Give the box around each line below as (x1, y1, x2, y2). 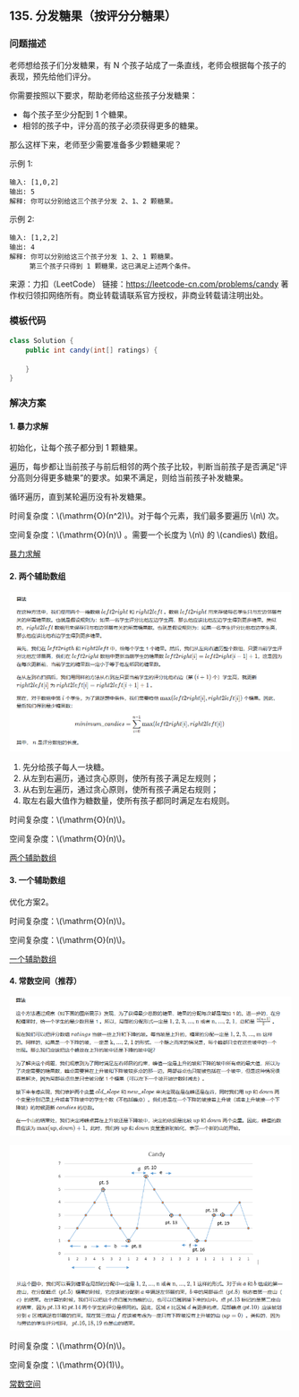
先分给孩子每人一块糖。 (21, 762, 109, 773)
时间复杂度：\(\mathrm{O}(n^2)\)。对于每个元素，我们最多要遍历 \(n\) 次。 (9, 510, 285, 521)
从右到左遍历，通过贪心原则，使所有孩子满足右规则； (21, 784, 219, 795)
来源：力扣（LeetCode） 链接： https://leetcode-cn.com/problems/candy (9, 279, 279, 289)
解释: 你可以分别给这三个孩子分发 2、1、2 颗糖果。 (9, 196, 177, 206)
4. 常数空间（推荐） (9, 975, 82, 987)
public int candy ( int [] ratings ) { (25, 346, 158, 355)
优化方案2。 (9, 896, 54, 907)
